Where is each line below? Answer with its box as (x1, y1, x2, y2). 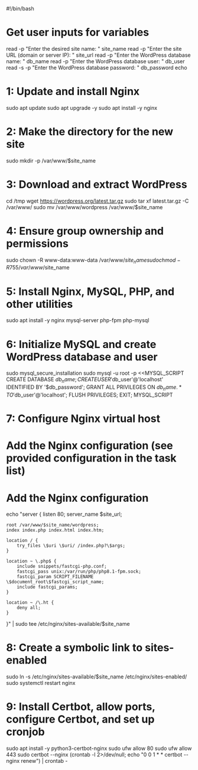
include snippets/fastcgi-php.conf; (17, 564, 108, 570)
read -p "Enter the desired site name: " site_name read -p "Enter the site (6, 45, 182, 52)
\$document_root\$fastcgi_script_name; (6, 579, 105, 585)
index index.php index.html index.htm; (6, 527, 105, 534)
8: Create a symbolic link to (6, 641, 143, 655)
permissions (6, 236, 69, 250)
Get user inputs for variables (6, 26, 150, 39)
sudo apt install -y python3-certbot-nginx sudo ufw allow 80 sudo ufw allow (6, 745, 192, 752)
